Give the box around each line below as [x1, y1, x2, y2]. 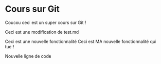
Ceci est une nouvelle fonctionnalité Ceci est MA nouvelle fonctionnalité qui [5, 38, 157, 44]
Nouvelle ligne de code [5, 53, 52, 59]
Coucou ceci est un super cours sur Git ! [5, 20, 86, 25]
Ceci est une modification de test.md [5, 29, 79, 35]
